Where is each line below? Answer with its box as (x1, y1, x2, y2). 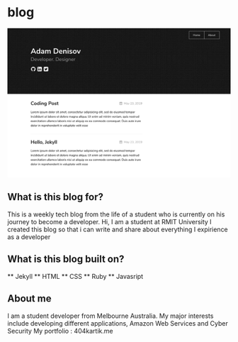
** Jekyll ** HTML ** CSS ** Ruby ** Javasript (7, 272, 144, 280)
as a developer (7, 232, 51, 241)
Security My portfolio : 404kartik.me (7, 326, 113, 335)
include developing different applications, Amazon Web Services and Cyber (7, 319, 228, 327)
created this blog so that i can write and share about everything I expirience (7, 225, 228, 233)
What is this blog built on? (7, 253, 125, 265)
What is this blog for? (7, 191, 104, 203)
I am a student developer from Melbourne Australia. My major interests (7, 311, 214, 320)
